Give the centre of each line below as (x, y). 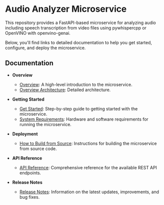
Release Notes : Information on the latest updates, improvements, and (89, 192)
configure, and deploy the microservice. (46, 48)
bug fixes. (30, 197)
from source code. (38, 149)
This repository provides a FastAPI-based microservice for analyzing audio (81, 23)
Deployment (25, 134)
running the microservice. (46, 124)
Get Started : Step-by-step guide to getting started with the (79, 108)
